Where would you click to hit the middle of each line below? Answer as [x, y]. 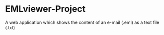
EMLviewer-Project [45, 9]
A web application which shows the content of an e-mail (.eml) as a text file [82, 22]
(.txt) [10, 27]
